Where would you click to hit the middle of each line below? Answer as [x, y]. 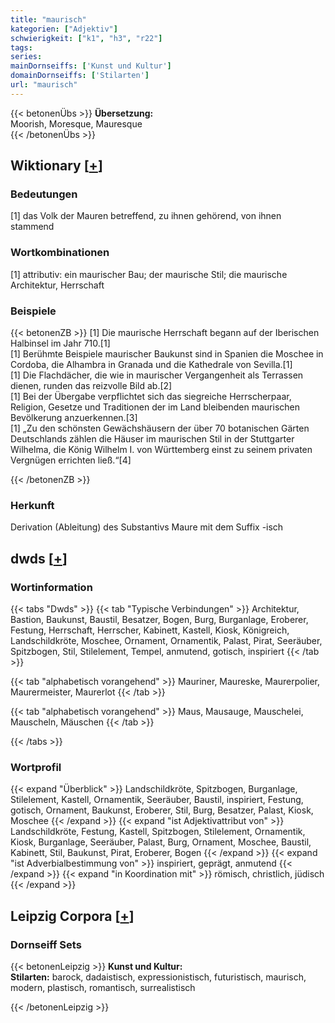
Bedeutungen [44, 194]
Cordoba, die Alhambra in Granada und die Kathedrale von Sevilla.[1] [151, 365]
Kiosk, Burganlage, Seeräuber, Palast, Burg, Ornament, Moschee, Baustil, [161, 842]
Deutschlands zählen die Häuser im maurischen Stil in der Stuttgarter [152, 439]
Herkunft [32, 505]
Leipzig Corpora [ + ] [72, 916]
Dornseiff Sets [46, 944]
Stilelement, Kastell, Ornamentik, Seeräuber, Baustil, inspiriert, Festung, [157, 800]
